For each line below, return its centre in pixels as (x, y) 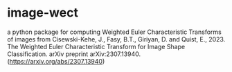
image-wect (43, 13)
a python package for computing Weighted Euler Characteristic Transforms (114, 32)
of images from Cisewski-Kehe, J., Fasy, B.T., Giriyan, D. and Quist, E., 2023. (116, 39)
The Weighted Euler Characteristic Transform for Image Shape (96, 46)
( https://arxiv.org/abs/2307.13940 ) (56, 61)
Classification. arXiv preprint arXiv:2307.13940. (74, 54)
